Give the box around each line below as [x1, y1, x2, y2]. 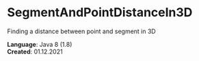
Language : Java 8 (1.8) [7, 40, 72, 48]
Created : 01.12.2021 [7, 47, 63, 56]
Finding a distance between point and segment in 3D [7, 27, 156, 35]
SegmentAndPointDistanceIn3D [7, 5, 193, 20]
